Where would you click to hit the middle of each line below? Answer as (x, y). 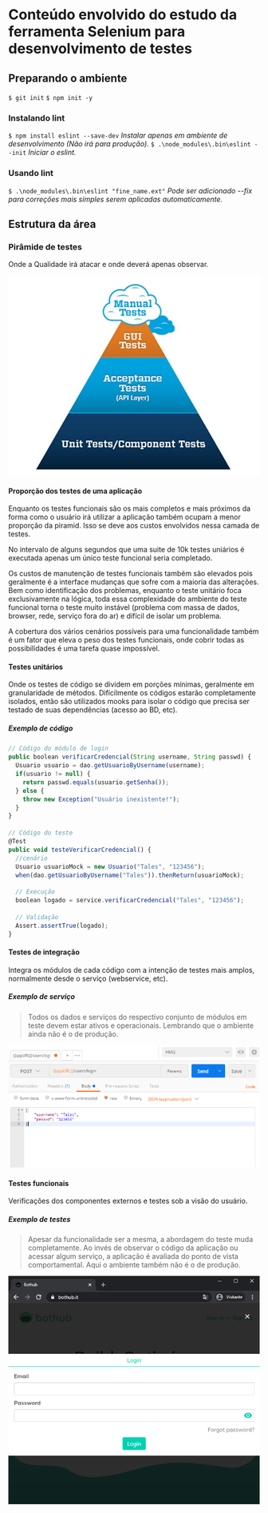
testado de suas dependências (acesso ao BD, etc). (93, 710)
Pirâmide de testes (45, 247)
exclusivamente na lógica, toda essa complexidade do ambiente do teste (128, 599)
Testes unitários (36, 667)
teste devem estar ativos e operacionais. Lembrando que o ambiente (140, 1025)
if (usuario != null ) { (53, 774)
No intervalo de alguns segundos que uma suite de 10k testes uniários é (126, 550)
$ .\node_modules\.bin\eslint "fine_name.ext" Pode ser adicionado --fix (130, 190)
